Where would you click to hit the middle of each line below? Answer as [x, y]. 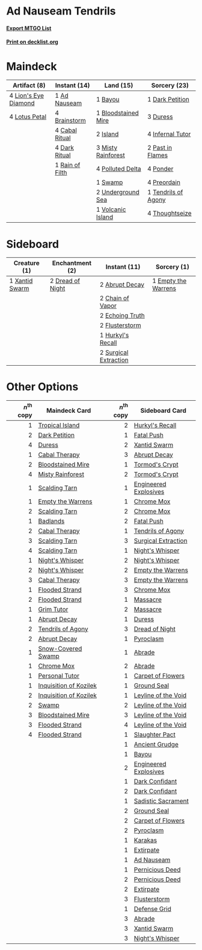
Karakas [145, 840]
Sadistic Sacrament [161, 801]
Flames [158, 155]
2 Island [107, 134]
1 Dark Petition [168, 100]
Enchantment [72, 263]
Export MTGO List [29, 28]
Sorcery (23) [170, 86]
